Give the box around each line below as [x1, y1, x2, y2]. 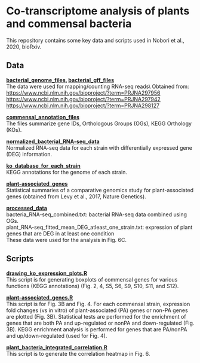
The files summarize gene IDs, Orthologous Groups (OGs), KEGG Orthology [6, 120, 192, 127]
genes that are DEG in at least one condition [6, 229, 115, 237]
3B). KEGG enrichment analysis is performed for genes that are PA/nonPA [6, 325, 187, 333]
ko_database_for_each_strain [6, 162, 81, 169]
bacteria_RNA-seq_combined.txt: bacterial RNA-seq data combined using [6, 211, 187, 218]
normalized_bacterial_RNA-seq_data [6, 138, 100, 145]
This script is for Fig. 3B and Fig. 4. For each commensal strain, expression [6, 300, 190, 307]
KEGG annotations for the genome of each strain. [6, 168, 127, 176]
